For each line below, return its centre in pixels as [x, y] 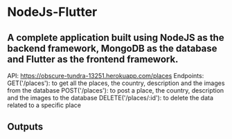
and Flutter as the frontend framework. [93, 59]
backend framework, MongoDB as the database [112, 48]
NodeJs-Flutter [52, 12]
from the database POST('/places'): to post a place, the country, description [116, 90]
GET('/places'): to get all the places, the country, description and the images [116, 83]
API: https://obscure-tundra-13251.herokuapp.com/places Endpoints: [106, 76]
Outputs [25, 127]
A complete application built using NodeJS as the [116, 38]
